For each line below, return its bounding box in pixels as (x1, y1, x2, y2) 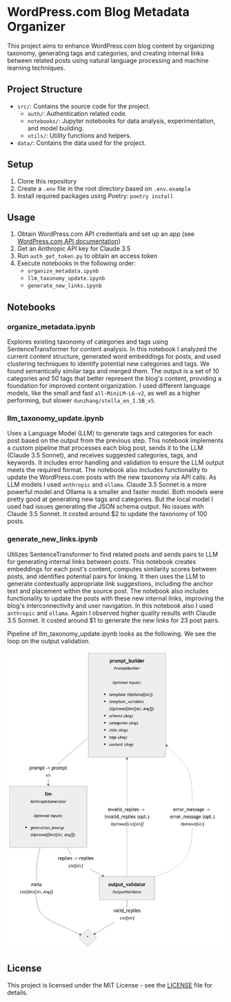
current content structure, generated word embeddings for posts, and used (7, 353, 221, 361)
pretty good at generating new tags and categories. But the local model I (7, 495, 214, 504)
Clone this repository (17, 177, 77, 185)
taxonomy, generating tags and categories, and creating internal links (7, 49, 205, 57)
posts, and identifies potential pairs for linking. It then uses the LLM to (7, 572, 205, 580)
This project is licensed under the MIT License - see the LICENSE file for (7, 981, 212, 989)
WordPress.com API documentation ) (17, 237, 121, 246)
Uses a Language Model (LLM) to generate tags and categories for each (7, 429, 212, 438)
